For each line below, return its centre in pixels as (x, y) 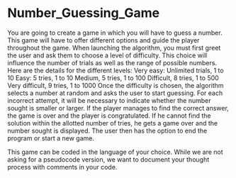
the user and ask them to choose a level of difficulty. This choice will (107, 55)
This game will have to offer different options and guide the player (103, 40)
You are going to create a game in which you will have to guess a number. (115, 33)
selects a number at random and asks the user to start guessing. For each (115, 93)
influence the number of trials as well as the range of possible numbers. (112, 62)
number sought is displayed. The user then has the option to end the (107, 130)
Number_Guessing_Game (84, 13)
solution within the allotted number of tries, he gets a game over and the (113, 123)
